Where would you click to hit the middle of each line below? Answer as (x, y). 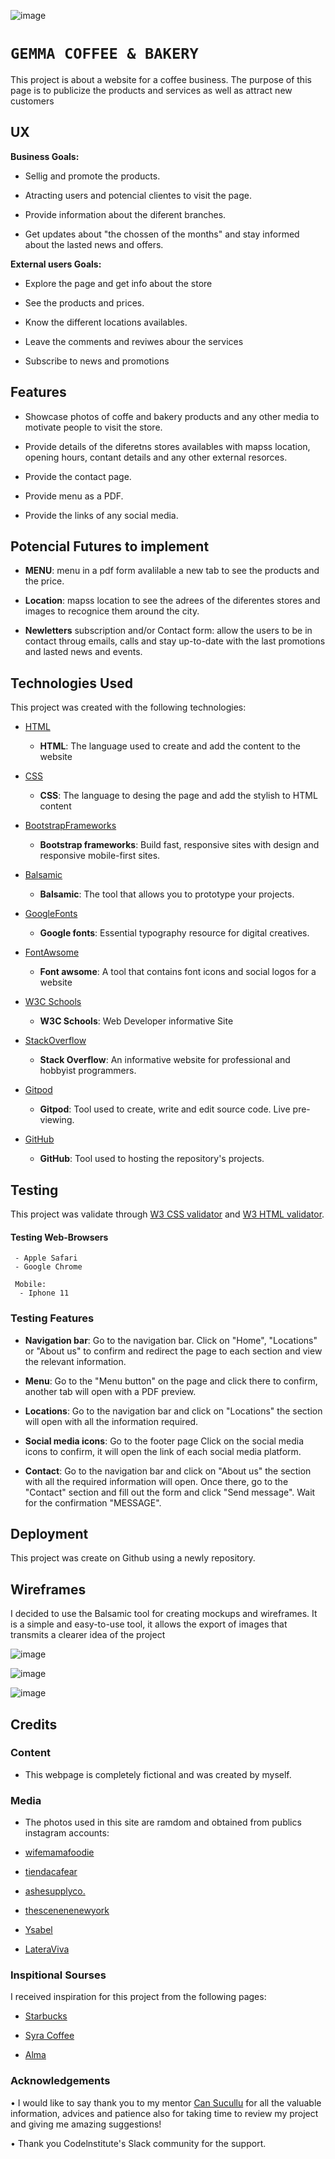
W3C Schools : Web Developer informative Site (136, 1021)
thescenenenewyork (67, 1911)
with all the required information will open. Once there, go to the (156, 1481)
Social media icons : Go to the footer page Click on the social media (164, 1441)
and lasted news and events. (83, 652)
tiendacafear (51, 1872)
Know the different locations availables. (106, 322)
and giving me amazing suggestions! (86, 2124)
